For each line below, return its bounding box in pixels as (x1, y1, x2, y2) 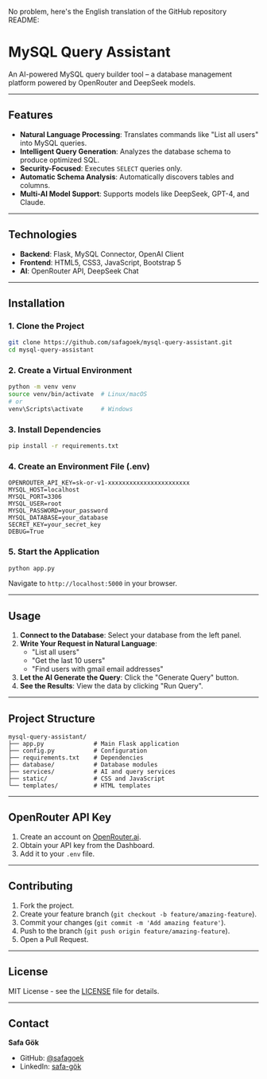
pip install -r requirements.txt (8, 442, 119, 450)
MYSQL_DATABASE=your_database (8, 514, 109, 522)
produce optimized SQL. (19, 155, 100, 164)
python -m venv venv (8, 383, 77, 391)
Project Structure (8, 712, 95, 725)
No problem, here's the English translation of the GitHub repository (8, 7, 227, 16)
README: (8, 15, 40, 25)
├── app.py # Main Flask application (8, 740, 180, 748)
